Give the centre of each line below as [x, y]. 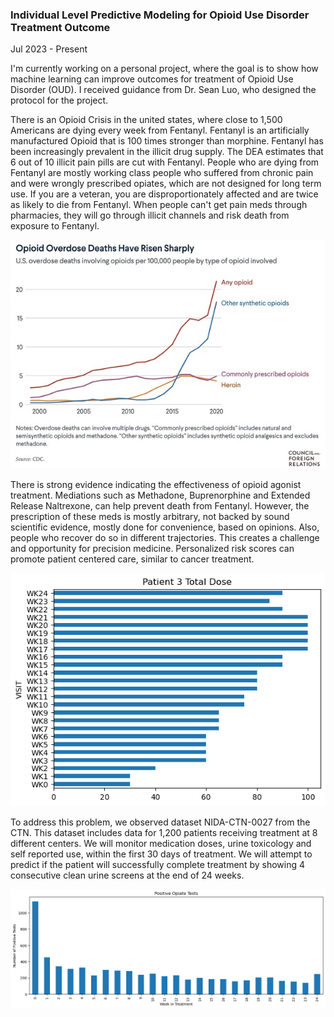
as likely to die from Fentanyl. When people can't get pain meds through [159, 205]
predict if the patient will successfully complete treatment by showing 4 [157, 865]
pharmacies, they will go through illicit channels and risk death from [150, 215]
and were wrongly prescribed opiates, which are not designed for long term [166, 184]
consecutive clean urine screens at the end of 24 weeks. [127, 875]
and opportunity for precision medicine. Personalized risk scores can [152, 549]
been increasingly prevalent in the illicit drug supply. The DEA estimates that [167, 152]
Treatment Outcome [60, 27]
